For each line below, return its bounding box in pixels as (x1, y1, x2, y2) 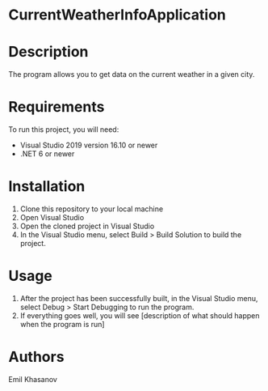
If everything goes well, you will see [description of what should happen (19, 310, 260, 321)
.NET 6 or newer (19, 149, 75, 159)
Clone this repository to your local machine (19, 204, 164, 214)
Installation (8, 177, 86, 196)
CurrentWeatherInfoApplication (8, 6, 226, 24)
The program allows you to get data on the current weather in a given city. (8, 70, 255, 79)
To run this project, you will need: (8, 125, 119, 134)
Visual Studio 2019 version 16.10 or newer (19, 140, 158, 151)
